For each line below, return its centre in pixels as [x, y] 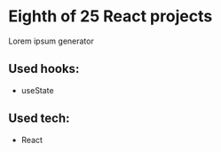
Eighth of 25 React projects [110, 16]
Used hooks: [44, 69]
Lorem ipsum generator [51, 41]
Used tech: [39, 119]
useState [37, 90]
